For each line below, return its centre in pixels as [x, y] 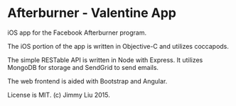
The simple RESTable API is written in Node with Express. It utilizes [105, 60]
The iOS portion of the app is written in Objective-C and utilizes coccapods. [118, 46]
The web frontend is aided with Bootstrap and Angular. [87, 81]
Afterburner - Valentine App [92, 13]
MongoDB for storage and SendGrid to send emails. [83, 67]
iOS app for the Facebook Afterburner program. [77, 33]
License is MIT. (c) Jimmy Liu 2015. [59, 95]
